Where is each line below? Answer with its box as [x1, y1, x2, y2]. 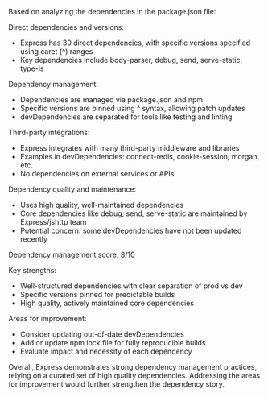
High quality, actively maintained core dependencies [19, 298, 195, 308]
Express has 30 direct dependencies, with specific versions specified [19, 38, 251, 48]
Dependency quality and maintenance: [8, 184, 137, 194]
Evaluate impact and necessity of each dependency [19, 346, 192, 356]
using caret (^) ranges [19, 47, 93, 56]
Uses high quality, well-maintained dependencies [19, 201, 184, 209]
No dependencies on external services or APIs [19, 169, 175, 178]
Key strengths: [8, 266, 56, 275]
